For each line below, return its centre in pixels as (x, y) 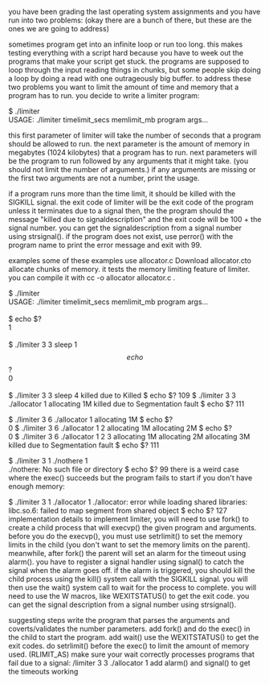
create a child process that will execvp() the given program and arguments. (132, 527)
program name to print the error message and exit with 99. (105, 245)
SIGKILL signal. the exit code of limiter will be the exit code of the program (131, 202)
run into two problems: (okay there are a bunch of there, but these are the (130, 20)
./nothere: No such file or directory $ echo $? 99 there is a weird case (124, 469)
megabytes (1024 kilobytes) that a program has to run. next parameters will (132, 152)
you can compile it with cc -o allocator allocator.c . (92, 278)
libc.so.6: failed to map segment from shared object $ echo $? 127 (118, 511)
